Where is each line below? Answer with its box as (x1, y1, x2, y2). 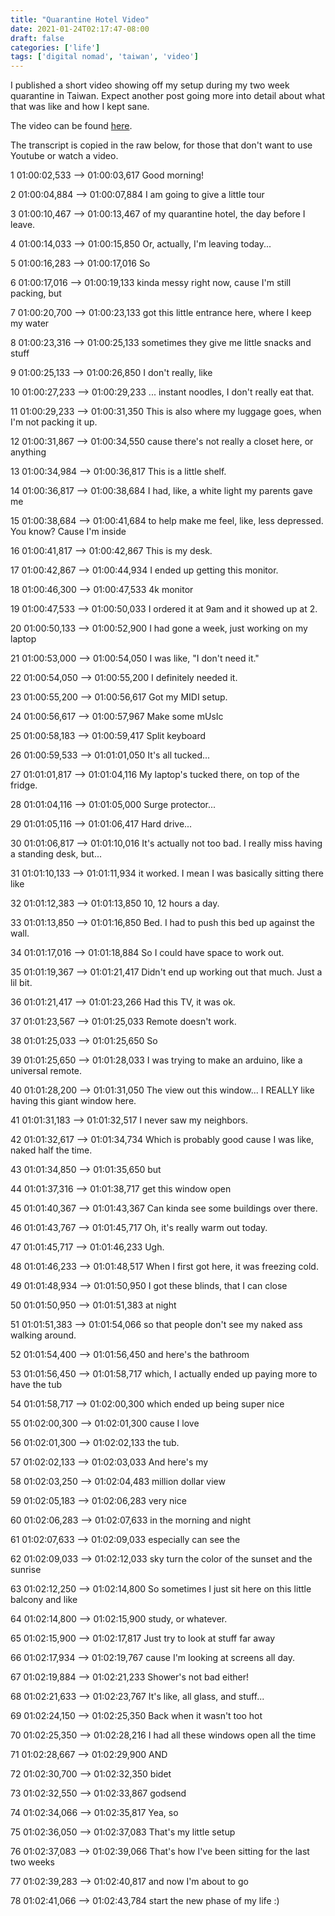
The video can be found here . (10, 120, 133, 132)
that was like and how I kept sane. (10, 101, 150, 113)
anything (10, 446, 47, 458)
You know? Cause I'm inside (10, 526, 127, 538)
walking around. (10, 1329, 77, 1341)
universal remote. (10, 1065, 83, 1077)
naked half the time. (10, 1144, 93, 1156)
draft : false (10, 33, 65, 43)
